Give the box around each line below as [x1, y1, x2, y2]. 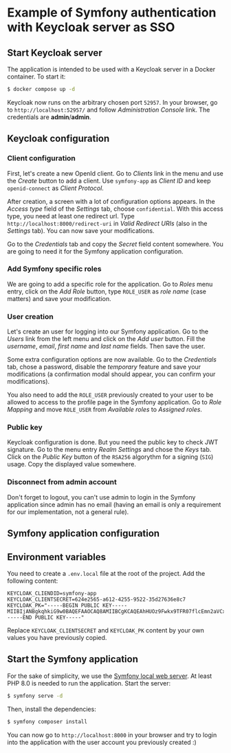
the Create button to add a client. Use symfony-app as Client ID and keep [7, 176, 211, 185]
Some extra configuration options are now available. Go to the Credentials [7, 355, 217, 364]
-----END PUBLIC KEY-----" [7, 614, 85, 621]
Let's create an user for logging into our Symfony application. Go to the [7, 327, 208, 336]
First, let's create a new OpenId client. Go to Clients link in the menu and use [7, 169, 223, 177]
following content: [7, 577, 58, 585]
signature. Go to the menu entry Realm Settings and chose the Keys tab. [7, 446, 212, 454]
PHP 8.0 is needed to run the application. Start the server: [7, 679, 171, 687]
